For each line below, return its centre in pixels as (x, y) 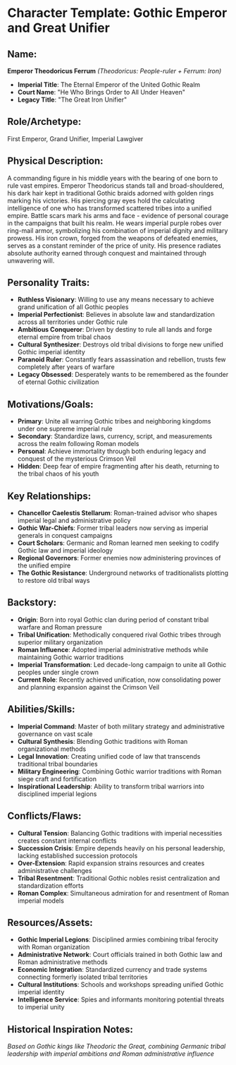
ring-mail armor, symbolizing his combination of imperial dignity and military (118, 230)
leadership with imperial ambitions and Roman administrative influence (111, 1054)
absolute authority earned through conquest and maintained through (107, 253)
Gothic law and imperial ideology (65, 550)
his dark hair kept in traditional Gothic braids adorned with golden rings (111, 193)
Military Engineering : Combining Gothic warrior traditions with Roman (119, 771)
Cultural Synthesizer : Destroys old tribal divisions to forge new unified (120, 344)
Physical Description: (55, 161)
